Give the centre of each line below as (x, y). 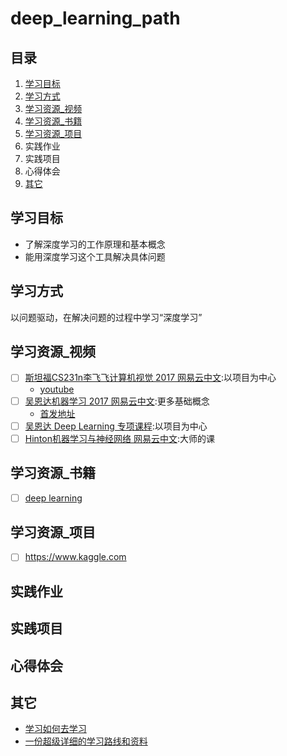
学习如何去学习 (55, 729)
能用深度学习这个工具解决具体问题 (95, 256)
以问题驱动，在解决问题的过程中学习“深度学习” (106, 317)
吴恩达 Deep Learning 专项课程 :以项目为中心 (116, 426)
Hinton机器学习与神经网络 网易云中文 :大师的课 (119, 438)
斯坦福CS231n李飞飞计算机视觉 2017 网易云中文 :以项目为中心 (150, 378)
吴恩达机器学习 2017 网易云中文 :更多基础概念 (117, 401)
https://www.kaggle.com (75, 557)
